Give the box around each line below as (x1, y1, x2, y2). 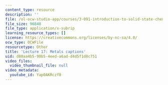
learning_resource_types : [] (5, 30, 66, 35)
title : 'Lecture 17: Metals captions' (5, 49, 86, 54)
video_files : (5, 58, 32, 63)
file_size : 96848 (5, 21, 41, 26)
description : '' (5, 12, 39, 17)
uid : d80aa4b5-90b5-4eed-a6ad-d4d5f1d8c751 (5, 53, 97, 59)
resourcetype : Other (5, 44, 48, 49)
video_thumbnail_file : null (9, 63, 68, 68)
